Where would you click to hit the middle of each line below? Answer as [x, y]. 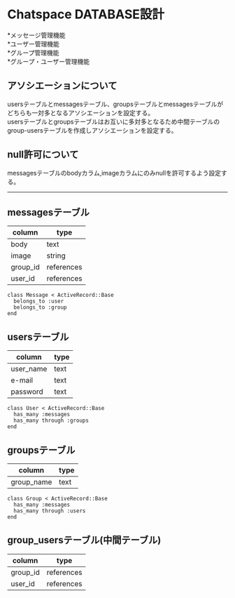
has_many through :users [50, 511]
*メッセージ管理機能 [36, 35]
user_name [29, 369]
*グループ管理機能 [33, 53]
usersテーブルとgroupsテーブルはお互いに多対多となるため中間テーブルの [114, 121]
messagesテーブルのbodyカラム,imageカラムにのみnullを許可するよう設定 [114, 173]
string [56, 255]
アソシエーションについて [62, 86]
